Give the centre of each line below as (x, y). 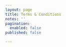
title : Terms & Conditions (33, 14)
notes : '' (15, 19)
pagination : (17, 23)
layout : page (19, 10)
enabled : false (25, 28)
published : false (23, 33)
